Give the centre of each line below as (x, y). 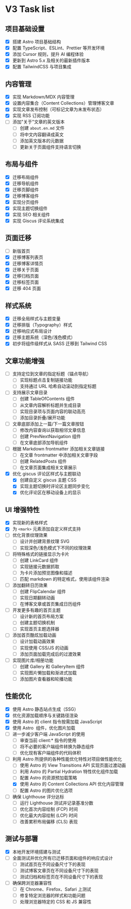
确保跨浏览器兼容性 (32, 883)
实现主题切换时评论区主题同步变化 (55, 486)
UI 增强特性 (22, 510)
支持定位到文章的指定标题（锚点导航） (52, 374)
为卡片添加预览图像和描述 (46, 573)
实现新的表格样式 (30, 523)
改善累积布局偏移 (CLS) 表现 (49, 821)
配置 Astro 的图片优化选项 (46, 790)
